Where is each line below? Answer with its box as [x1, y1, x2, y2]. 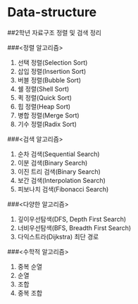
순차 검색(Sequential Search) [17, 149, 100, 158]
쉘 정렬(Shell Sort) [17, 84, 70, 93]
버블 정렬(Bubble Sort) [17, 75, 81, 84]
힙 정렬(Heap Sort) [17, 102, 71, 110]
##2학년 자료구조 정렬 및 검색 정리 [7, 28, 102, 37]
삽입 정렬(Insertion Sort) [17, 67, 87, 75]
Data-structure [7, 4, 97, 20]
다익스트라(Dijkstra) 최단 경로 [17, 232, 99, 241]
